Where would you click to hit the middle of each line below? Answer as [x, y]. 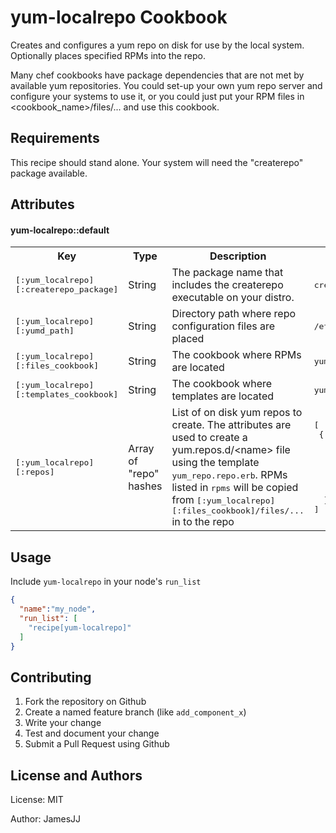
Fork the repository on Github [85, 702]
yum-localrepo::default [60, 230]
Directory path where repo [234, 314]
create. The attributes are [231, 425]
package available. [49, 173]
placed [188, 339]
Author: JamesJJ [46, 819]
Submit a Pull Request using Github [97, 744]
